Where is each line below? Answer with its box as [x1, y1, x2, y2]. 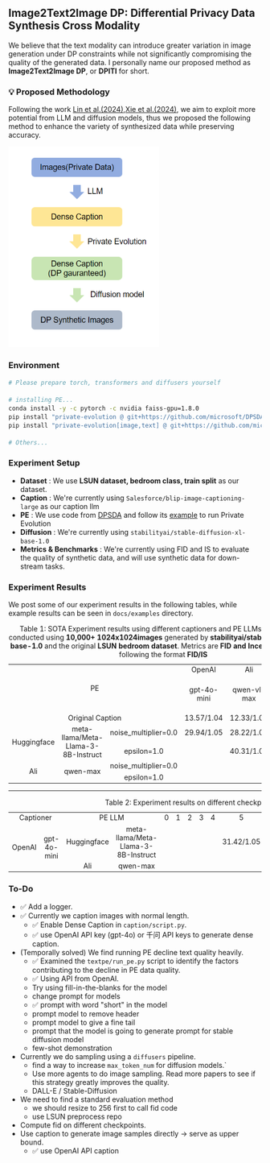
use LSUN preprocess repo [31, 1111, 122, 1121]
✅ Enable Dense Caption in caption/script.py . [31, 920, 187, 929]
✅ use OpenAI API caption [31, 1145, 119, 1155]
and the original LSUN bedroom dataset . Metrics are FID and [43, 641, 247, 651]
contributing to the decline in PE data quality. [31, 965, 181, 975]
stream [19, 561, 44, 571]
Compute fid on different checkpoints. [19, 1120, 146, 1130]
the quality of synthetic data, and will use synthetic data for [19, 553, 217, 562]
